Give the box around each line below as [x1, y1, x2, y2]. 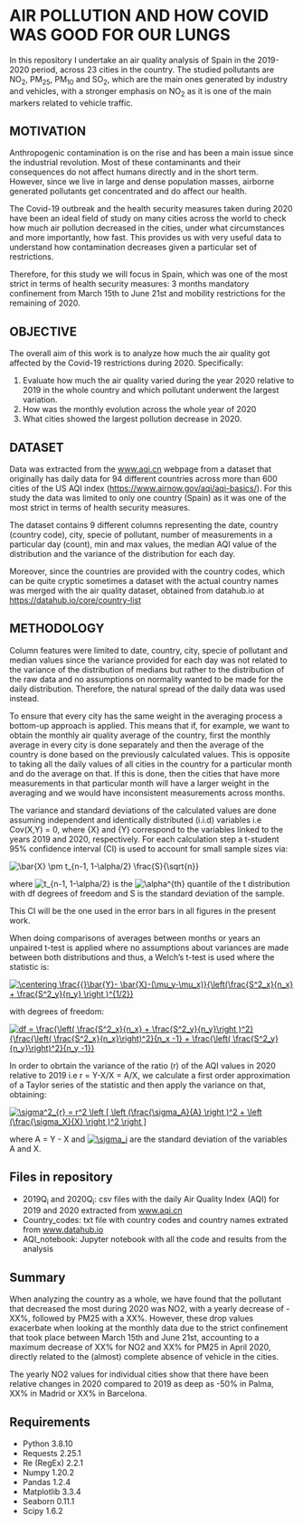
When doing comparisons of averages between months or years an [9, 932, 260, 943]
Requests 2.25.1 [22, 1448, 81, 1459]
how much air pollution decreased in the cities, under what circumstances [9, 222, 285, 233]
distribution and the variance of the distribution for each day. [9, 548, 236, 559]
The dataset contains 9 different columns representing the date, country [9, 519, 279, 530]
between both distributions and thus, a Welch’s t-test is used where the [9, 951, 275, 963]
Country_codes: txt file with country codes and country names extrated [22, 1215, 289, 1226]
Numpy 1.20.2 [22, 1467, 75, 1478]
